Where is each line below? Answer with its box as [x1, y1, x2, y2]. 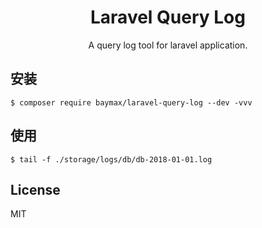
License [10, 181, 61, 198]
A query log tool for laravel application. [88, 39, 248, 51]
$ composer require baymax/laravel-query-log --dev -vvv [10, 97, 253, 108]
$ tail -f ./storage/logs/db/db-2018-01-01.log [10, 154, 213, 165]
